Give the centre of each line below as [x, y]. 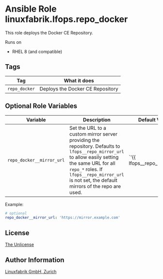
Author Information [35, 260]
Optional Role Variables [41, 106]
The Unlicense [19, 244]
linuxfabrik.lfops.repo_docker [66, 19]
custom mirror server [94, 134]
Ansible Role [31, 9]
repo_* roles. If [86, 169]
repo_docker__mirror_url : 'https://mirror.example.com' [63, 218]
